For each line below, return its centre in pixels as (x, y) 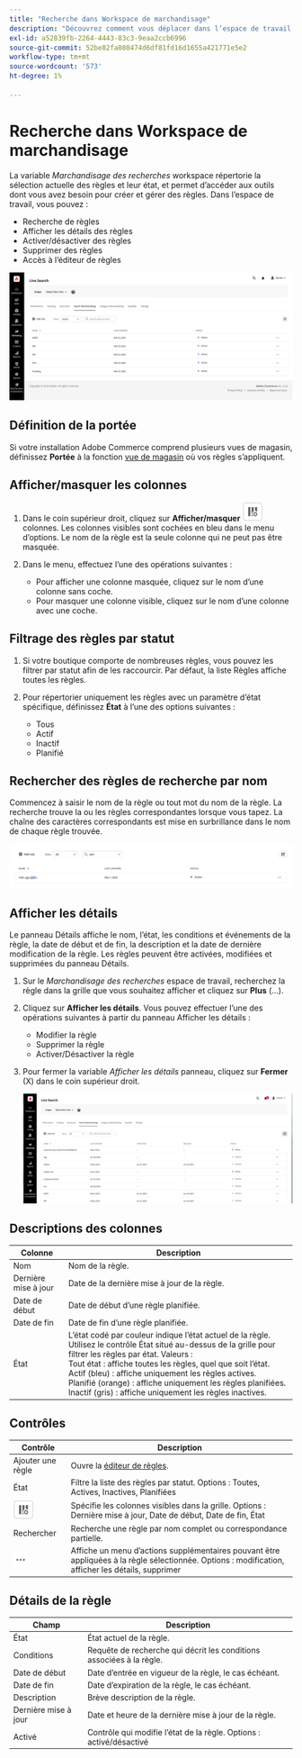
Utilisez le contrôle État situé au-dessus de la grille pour (172, 1345)
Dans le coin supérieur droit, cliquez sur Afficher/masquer (131, 518)
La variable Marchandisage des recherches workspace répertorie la (135, 175)
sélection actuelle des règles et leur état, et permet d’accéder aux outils (142, 185)
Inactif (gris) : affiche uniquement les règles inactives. (167, 1392)
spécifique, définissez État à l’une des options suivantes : (129, 706)
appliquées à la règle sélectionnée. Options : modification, (178, 1560)
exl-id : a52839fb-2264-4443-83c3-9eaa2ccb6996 (98, 38)
